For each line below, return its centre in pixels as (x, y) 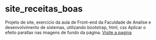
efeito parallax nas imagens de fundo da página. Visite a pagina (68, 32)
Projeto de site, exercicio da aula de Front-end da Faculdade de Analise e (78, 22)
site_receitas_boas (44, 9)
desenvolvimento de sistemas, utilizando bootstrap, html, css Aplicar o (76, 27)
